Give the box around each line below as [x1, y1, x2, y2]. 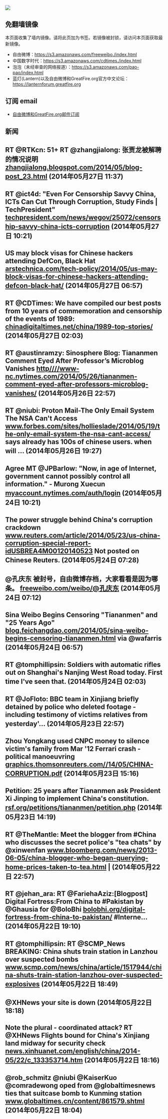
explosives [5, 980, 40, 988]
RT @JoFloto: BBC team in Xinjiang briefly [5, 694, 139, 703]
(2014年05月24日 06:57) [5, 643, 83, 651]
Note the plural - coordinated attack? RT [5, 1023, 133, 1032]
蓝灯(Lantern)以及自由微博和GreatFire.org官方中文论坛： [12, 75, 129, 82]
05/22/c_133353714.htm [5, 1056, 83, 1064]
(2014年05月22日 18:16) [84, 1056, 160, 1064]
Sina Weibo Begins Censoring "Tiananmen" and [5, 610, 158, 619]
